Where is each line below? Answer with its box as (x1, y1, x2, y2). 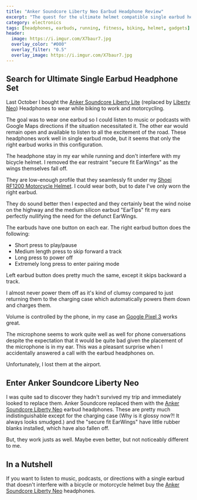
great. (6, 319, 21, 326)
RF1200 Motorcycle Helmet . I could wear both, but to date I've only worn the (6, 183, 191, 190)
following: (6, 230, 30, 238)
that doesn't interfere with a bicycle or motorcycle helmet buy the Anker (6, 481, 180, 488)
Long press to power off (14, 254, 73, 261)
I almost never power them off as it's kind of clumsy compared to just (6, 289, 174, 296)
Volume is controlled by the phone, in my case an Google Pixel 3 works (6, 313, 178, 320)
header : (6, 31, 25, 36)
